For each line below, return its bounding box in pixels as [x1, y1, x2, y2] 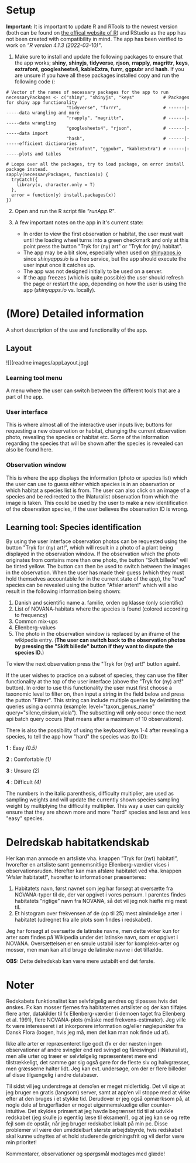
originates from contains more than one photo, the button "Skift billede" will [6, 557, 188, 564]
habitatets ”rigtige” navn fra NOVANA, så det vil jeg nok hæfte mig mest [14, 898, 187, 905]
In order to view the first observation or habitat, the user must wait [23, 230, 183, 237]
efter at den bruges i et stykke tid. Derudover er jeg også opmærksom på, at [6, 1095, 190, 1103]
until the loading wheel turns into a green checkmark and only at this [23, 236, 189, 244]
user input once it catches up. [23, 261, 95, 268]
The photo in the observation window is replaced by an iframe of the [14, 631, 180, 638]
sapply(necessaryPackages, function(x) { [6, 171, 109, 177]
